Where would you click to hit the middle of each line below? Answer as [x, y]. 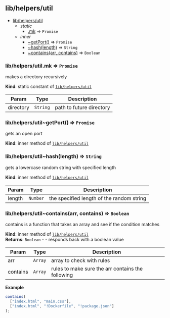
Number [36, 198]
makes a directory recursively [36, 77]
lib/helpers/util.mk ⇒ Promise [42, 66]
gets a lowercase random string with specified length [61, 167]
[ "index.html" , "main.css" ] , [40, 301]
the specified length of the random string [98, 198]
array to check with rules [81, 260]
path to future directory [82, 108]
